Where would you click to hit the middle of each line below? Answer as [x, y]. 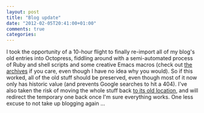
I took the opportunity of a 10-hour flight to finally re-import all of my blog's [100, 52]
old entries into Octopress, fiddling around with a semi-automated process [100, 58]
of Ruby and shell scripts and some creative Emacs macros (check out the [100, 65]
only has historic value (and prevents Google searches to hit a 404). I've [97, 84]
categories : [21, 35]
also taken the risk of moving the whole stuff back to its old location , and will [102, 91]
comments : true [26, 29]
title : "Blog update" [34, 18]
